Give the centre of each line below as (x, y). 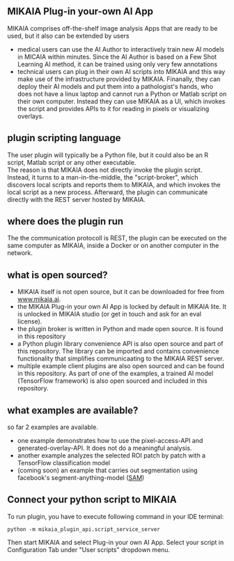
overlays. (30, 116)
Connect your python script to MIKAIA (92, 500)
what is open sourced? (57, 275)
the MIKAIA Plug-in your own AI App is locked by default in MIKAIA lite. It (122, 307)
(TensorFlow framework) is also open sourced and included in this (112, 381)
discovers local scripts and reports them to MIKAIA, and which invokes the (114, 184)
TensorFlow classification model (63, 463)
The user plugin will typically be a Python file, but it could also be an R (108, 155)
